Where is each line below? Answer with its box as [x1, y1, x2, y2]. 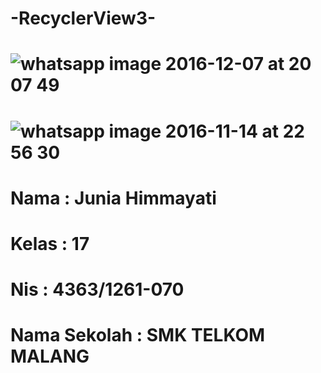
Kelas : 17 [10, 232, 90, 255]
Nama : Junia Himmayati [10, 187, 217, 209]
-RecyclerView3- [10, 7, 157, 30]
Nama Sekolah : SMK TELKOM [10, 324, 266, 347]
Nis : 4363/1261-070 [10, 278, 185, 301]
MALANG [10, 345, 90, 368]
